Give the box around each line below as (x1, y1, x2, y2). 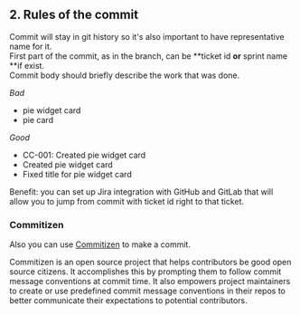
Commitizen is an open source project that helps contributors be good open (9, 257, 292, 268)
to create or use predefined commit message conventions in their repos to (9, 285, 286, 297)
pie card (22, 114, 54, 125)
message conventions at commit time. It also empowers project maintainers (9, 276, 291, 287)
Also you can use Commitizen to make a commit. (9, 239, 192, 250)
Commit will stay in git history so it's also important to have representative (9, 31, 285, 42)
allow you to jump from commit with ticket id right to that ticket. (9, 196, 245, 206)
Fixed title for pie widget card (22, 168, 133, 179)
